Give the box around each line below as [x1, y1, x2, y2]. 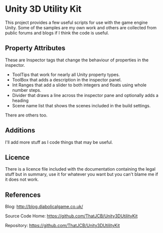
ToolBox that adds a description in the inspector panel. [12, 77, 122, 82]
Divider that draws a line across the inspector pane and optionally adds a [12, 92, 159, 98]
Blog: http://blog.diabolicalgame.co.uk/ [5, 204, 83, 210]
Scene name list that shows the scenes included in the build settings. [12, 102, 151, 108]
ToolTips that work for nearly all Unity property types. [12, 72, 120, 78]
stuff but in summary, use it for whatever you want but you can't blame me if [5, 172, 158, 177]
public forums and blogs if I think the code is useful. [5, 30, 109, 36]
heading [12, 97, 29, 103]
